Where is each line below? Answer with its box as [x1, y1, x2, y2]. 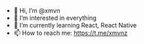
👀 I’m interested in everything [13, 14, 97, 22]
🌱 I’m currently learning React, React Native [13, 21, 137, 29]
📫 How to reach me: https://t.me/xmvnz [13, 29, 128, 37]
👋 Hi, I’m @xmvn [13, 7, 60, 14]
